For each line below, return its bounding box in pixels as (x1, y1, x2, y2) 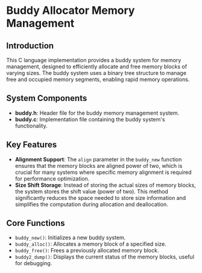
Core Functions (6, 218, 65, 228)
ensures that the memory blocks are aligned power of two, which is (14, 162, 183, 169)
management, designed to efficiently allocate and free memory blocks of (6, 63, 188, 70)
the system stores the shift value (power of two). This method (14, 188, 169, 195)
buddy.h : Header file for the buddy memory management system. (14, 109, 180, 117)
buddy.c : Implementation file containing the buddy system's (14, 115, 165, 123)
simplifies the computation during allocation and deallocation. (14, 201, 169, 208)
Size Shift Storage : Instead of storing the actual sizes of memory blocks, (14, 181, 196, 188)
